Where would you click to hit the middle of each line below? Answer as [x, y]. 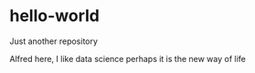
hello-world [55, 16]
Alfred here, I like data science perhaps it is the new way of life [128, 58]
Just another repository [54, 41]
